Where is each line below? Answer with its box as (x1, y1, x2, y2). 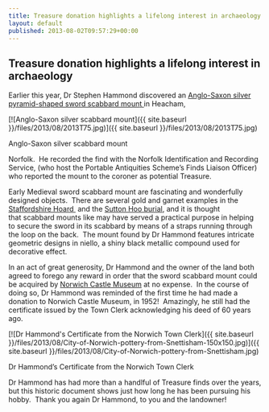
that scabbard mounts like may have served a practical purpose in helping (8, 212, 255, 222)
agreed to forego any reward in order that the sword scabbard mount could (8, 271, 258, 281)
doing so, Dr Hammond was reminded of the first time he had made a (8, 288, 238, 298)
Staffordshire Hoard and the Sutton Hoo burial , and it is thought (8, 204, 221, 214)
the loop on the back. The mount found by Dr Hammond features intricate (8, 230, 255, 240)
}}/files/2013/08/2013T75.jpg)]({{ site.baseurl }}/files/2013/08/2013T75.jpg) (8, 123, 258, 133)
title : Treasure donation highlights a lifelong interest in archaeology (8, 11, 262, 20)
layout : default (8, 19, 63, 27)
